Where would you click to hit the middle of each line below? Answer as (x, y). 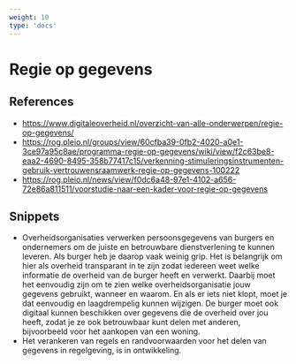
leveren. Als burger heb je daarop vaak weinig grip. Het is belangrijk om (152, 256)
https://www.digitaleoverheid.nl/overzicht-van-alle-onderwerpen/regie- (152, 123)
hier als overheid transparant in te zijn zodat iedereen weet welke (140, 266)
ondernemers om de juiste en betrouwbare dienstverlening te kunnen (148, 247)
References (42, 102)
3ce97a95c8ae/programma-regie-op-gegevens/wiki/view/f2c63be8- (148, 151)
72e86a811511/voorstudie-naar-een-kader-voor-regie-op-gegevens (144, 189)
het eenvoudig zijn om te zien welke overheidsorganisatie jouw (137, 284)
